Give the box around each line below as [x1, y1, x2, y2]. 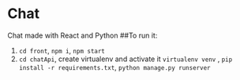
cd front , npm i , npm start [18, 45, 106, 55]
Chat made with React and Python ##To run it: [7, 31, 158, 40]
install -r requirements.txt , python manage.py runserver [18, 62, 211, 71]
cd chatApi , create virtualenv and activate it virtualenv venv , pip [18, 54, 233, 64]
